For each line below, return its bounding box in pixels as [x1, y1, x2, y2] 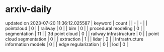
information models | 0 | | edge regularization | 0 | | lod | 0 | [5, 41, 128, 47]
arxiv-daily [5, 3, 52, 15]
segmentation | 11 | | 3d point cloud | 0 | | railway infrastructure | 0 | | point [5, 30, 159, 36]
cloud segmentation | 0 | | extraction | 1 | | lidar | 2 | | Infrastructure [5, 36, 144, 42]
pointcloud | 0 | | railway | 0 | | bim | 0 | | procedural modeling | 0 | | [5, 25, 145, 31]
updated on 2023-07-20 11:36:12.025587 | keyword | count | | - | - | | [5, 20, 147, 26]
